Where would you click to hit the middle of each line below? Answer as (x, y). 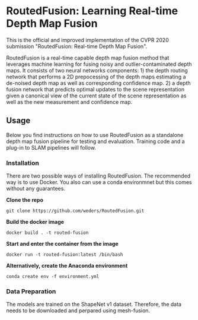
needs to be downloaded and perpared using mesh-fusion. (78, 311)
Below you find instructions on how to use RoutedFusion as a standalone (95, 135)
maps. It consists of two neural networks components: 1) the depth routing (97, 70)
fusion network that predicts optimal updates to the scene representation (95, 89)
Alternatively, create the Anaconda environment (67, 266)
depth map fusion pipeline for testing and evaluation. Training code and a (95, 141)
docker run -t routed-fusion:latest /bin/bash (65, 255)
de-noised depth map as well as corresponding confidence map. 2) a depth (98, 83)
